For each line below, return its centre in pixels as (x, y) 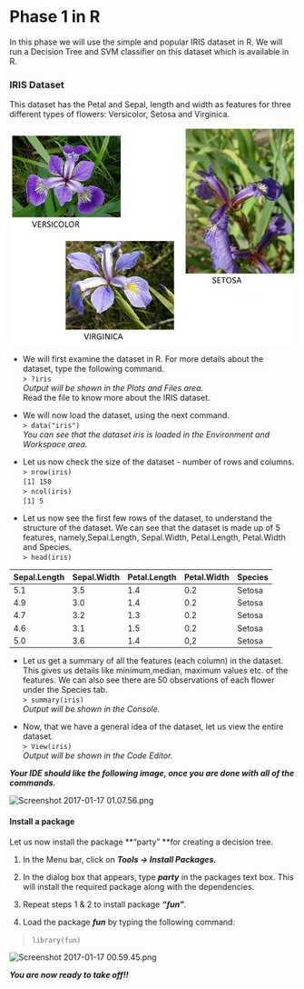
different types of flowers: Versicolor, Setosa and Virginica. (119, 115)
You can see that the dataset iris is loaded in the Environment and (146, 435)
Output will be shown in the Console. (91, 709)
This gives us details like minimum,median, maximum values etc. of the (155, 671)
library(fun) (56, 940)
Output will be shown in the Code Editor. (98, 755)
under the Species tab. (65, 690)
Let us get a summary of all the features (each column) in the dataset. (153, 661)
